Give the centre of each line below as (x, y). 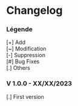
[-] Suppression (26, 55)
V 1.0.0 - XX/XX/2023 (39, 84)
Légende (20, 30)
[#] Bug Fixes (23, 61)
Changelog (34, 11)
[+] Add (16, 42)
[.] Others (18, 68)
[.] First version (25, 96)
